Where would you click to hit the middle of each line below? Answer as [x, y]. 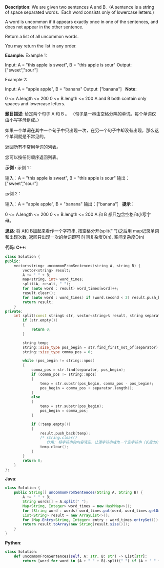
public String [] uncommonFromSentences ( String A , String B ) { [78, 493]
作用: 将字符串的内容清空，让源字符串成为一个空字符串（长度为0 [102, 442]
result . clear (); [39, 293]
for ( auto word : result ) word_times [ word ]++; [71, 289]
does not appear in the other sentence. [44, 27]
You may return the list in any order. [41, 46]
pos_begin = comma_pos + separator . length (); [87, 388]
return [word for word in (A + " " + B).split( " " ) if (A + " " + [92, 561]
